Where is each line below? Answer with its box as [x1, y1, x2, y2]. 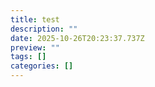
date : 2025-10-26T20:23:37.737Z [10, 33, 145, 43]
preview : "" [10, 42, 60, 53]
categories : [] [10, 61, 74, 71]
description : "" [10, 24, 78, 34]
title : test [10, 14, 60, 25]
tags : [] [10, 52, 47, 62]
